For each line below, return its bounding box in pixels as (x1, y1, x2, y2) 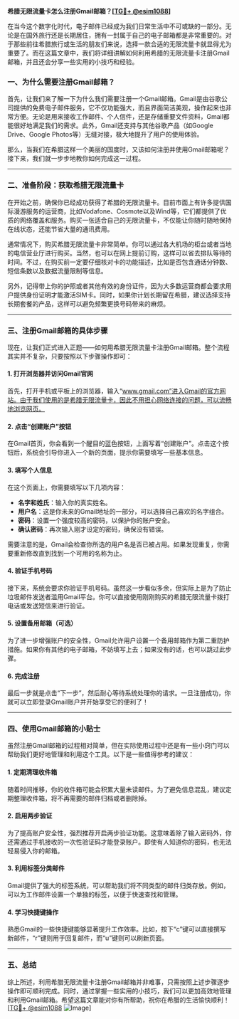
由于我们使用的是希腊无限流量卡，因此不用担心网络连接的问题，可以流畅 (19, 396, 232, 404)
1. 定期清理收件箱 (7, 768, 58, 776)
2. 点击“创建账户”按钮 (7, 422, 72, 431)
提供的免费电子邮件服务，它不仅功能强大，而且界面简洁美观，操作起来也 (13, 103, 225, 112)
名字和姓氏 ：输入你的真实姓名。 (17, 498, 112, 507)
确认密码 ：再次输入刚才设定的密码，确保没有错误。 (17, 524, 168, 533)
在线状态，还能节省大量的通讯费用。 (7, 224, 114, 233)
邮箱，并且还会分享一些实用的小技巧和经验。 (7, 58, 139, 66)
